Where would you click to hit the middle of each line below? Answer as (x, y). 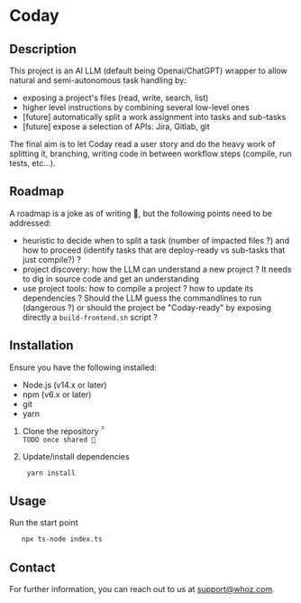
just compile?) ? (51, 259)
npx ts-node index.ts (62, 539)
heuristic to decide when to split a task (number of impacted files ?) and (156, 240)
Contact (32, 567)
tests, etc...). (32, 163)
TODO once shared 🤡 (59, 440)
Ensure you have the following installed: (83, 367)
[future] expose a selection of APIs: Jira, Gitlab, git (116, 126)
